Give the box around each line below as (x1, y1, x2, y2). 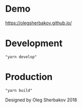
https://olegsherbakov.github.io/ (5, 20, 72, 26)
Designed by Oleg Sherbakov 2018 (5, 97, 77, 103)
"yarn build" (5, 88, 33, 93)
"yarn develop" (5, 54, 37, 59)
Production (5, 71, 53, 83)
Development (5, 38, 63, 49)
